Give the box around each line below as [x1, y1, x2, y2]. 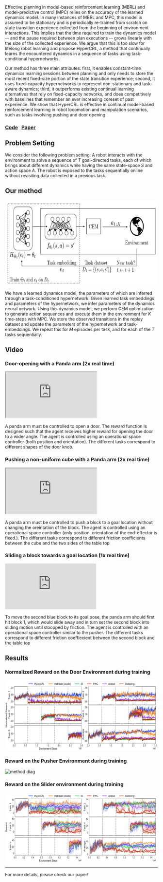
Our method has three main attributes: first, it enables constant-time [5, 65, 141, 71]
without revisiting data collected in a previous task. [5, 172, 107, 178]
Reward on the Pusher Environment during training [5, 757, 127, 764]
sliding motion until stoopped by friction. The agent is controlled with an [5, 624, 149, 630]
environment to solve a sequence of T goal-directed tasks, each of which [5, 157, 152, 163]
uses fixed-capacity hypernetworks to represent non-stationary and [5, 81, 142, 87]
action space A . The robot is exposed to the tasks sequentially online [5, 168, 143, 173]
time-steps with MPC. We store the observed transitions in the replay [5, 316, 143, 322]
